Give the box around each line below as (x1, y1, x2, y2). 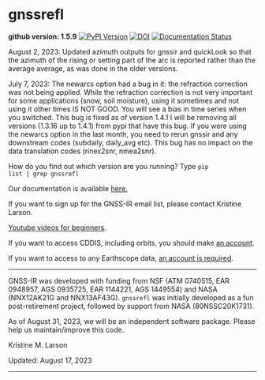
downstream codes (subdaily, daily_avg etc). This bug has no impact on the (8, 137, 253, 147)
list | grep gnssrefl (8, 170, 80, 178)
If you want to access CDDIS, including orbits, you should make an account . (8, 238, 255, 247)
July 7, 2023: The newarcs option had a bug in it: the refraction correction (8, 79, 248, 88)
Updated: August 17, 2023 (8, 356, 92, 365)
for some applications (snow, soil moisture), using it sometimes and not (8, 96, 240, 105)
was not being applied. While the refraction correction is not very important (8, 87, 253, 96)
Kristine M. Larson (8, 340, 68, 349)
